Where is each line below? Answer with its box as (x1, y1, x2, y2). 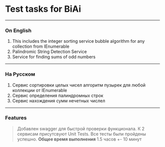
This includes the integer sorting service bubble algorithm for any (12, 38, 145, 44)
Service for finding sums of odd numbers (12, 54, 96, 60)
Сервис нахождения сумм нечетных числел (12, 97, 106, 104)
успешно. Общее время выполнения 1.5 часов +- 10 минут (17, 136, 142, 142)
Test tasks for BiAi (5, 3, 82, 15)
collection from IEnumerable (12, 43, 70, 50)
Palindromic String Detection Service (12, 49, 87, 55)
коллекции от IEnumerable (12, 87, 67, 93)
